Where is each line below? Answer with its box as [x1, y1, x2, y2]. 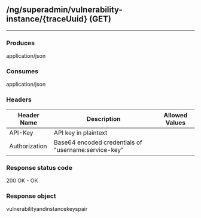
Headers [6, 95, 32, 104]
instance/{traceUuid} [6, 14, 88, 24]
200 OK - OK [6, 177, 38, 184]
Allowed [163, 111, 188, 119]
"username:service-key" [53, 145, 124, 154]
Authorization [9, 142, 47, 150]
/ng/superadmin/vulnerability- [6, 5, 123, 15]
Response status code [6, 163, 73, 172]
